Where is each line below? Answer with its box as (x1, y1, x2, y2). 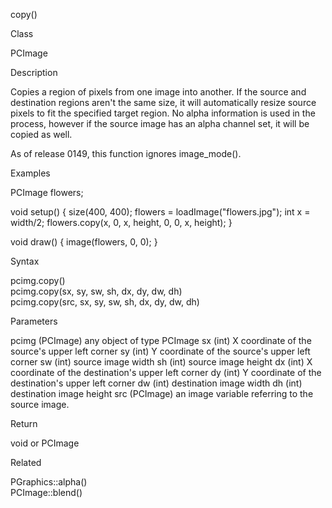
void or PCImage (10, 437, 80, 449)
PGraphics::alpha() (10, 476, 88, 488)
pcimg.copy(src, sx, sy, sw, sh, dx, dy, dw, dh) (10, 296, 200, 308)
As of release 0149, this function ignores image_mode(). (10, 148, 242, 159)
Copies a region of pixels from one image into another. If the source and (10, 86, 307, 98)
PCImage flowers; (10, 187, 84, 198)
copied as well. (10, 129, 73, 140)
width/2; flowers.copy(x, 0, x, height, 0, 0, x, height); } (10, 217, 233, 228)
